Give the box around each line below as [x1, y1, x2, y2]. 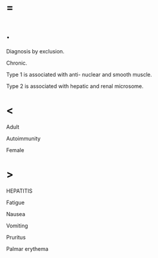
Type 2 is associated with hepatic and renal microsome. [6, 83, 144, 90]
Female [6, 147, 25, 154]
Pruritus [6, 234, 26, 241]
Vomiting [6, 222, 28, 229]
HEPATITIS [6, 187, 33, 195]
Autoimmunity [6, 135, 41, 142]
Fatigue [6, 199, 25, 206]
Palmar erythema [6, 245, 49, 252]
